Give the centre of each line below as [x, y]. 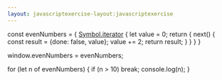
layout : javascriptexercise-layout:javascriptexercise [90, 14]
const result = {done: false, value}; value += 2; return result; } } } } [104, 41]
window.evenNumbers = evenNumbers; [65, 55]
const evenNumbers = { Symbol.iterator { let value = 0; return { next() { [111, 34]
